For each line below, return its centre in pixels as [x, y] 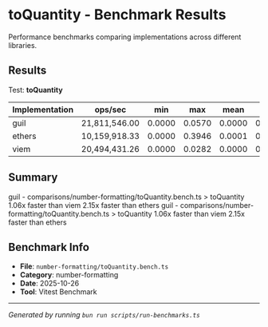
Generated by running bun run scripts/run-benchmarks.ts [104, 315]
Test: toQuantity [35, 90]
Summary [33, 177]
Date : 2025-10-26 [49, 283]
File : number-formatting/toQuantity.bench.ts [94, 266]
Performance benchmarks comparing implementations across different [125, 37]
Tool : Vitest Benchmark [58, 292]
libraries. [23, 45]
